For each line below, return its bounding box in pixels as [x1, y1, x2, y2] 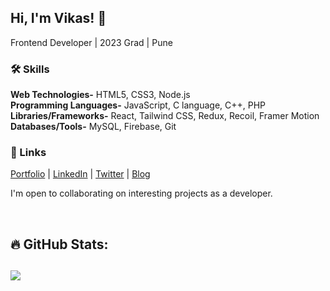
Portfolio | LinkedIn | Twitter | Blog [10, 168, 151, 180]
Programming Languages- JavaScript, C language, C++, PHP [10, 99, 267, 111]
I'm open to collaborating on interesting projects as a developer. [10, 187, 273, 200]
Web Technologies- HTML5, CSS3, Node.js [10, 89, 191, 101]
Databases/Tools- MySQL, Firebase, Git [10, 121, 177, 133]
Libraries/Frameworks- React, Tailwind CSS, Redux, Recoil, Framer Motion [10, 110, 320, 122]
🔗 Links [10, 146, 47, 160]
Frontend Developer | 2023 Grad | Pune [10, 36, 173, 48]
